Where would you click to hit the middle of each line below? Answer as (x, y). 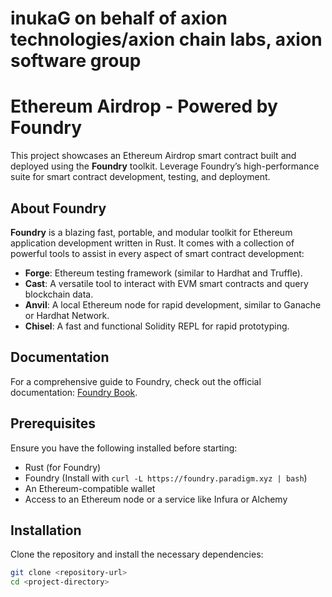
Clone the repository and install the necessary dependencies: (137, 554)
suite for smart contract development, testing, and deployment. (140, 177)
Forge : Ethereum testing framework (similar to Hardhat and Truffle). (163, 273)
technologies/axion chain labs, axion (166, 39)
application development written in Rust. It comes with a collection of (152, 243)
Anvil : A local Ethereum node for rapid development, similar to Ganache (173, 304)
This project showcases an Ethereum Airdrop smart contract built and (153, 156)
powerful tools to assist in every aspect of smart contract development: (157, 253)
